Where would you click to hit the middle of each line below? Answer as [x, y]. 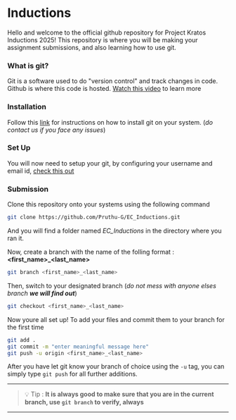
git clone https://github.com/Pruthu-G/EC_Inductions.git [94, 217]
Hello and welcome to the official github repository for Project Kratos [107, 32]
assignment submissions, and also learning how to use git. [92, 47]
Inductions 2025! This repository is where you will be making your [103, 39]
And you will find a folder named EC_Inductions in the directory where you [114, 231]
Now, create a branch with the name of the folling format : [91, 252]
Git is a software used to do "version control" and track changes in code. [113, 81]
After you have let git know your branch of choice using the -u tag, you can [116, 366]
